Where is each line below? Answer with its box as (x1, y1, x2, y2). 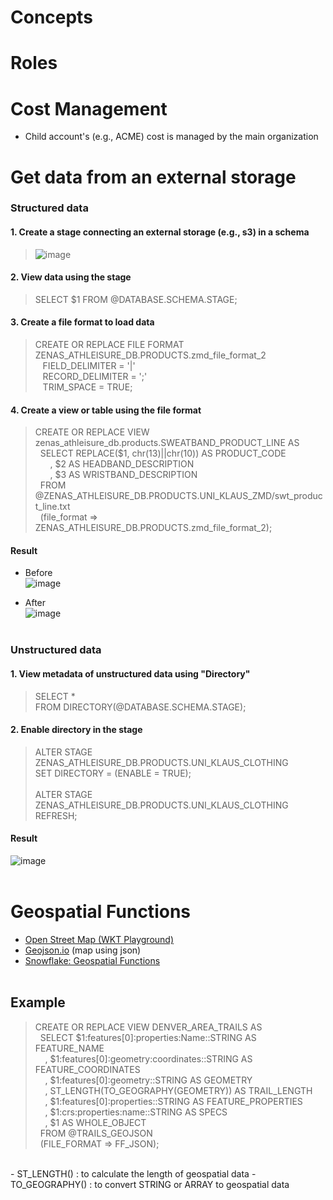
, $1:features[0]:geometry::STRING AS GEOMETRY (44, 1074, 253, 1086)
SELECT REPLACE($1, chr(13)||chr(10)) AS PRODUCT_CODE (39, 447, 287, 460)
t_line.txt (34, 501, 71, 513)
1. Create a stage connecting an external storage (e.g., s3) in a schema (10, 226, 310, 238)
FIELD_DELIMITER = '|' (42, 360, 136, 372)
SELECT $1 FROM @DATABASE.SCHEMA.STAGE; (34, 293, 238, 305)
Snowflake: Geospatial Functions (24, 954, 161, 966)
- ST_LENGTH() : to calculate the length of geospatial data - (10, 1167, 257, 1180)
